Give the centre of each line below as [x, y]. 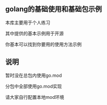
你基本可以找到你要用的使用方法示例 [44, 44]
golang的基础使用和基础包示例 [54, 9]
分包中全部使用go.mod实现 [34, 86]
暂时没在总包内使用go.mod [34, 75]
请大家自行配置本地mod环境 [35, 97]
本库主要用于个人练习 [28, 23]
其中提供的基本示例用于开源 [35, 33]
